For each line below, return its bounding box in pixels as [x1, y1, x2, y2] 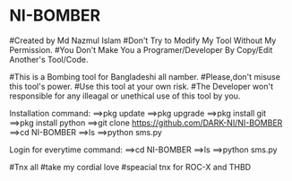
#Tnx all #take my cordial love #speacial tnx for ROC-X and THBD [9, 161, 252, 172]
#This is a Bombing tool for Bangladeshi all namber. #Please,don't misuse [9, 71, 280, 82]
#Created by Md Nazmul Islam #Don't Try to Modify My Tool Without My [9, 35, 277, 46]
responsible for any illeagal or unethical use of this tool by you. [9, 90, 241, 101]
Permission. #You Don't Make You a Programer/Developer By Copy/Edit [9, 44, 273, 55]
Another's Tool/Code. [9, 54, 89, 65]
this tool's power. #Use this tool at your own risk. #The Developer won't [9, 81, 273, 91]
